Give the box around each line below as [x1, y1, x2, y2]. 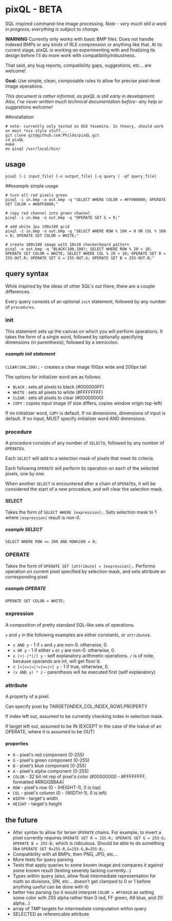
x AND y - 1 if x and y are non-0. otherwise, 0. [12, 642, 108, 648]
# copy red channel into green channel [5, 210, 91, 216]
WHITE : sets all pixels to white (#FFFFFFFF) [12, 389, 103, 395]
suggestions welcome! [5, 104, 53, 110]
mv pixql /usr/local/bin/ [5, 146, 60, 151]
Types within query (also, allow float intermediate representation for [12, 873, 156, 879]
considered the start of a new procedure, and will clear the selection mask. [5, 486, 163, 492]
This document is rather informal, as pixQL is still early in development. [5, 93, 156, 99]
